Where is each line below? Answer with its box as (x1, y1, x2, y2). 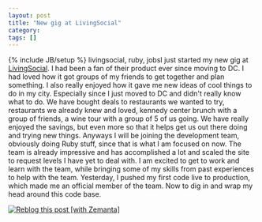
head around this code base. (8, 190, 102, 199)
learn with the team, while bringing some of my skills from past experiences (8, 164, 255, 174)
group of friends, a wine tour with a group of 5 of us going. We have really (8, 114, 249, 123)
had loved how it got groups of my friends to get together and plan (8, 72, 225, 81)
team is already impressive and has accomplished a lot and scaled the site (8, 148, 250, 157)
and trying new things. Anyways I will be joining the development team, (8, 131, 239, 141)
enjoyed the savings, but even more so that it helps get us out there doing (8, 122, 248, 132)
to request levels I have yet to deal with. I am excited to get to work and (8, 156, 240, 166)
